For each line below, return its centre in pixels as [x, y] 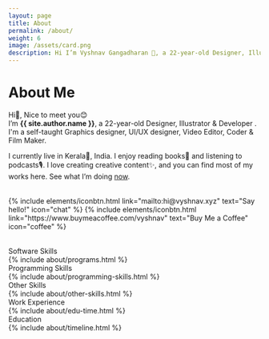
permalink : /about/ [41, 30]
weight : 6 [25, 38]
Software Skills [33, 251]
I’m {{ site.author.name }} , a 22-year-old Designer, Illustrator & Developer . [132, 123]
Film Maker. [27, 140]
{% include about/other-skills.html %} [70, 293]
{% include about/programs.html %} [68, 259]
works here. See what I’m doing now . [69, 176]
